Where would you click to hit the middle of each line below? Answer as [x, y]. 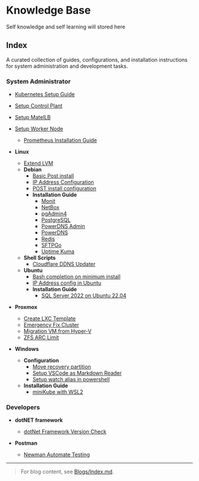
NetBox [50, 208]
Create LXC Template [49, 318]
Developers [23, 407]
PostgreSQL [56, 220]
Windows [27, 349]
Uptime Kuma [58, 251]
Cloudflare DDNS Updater [64, 264]
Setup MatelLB [33, 117]
